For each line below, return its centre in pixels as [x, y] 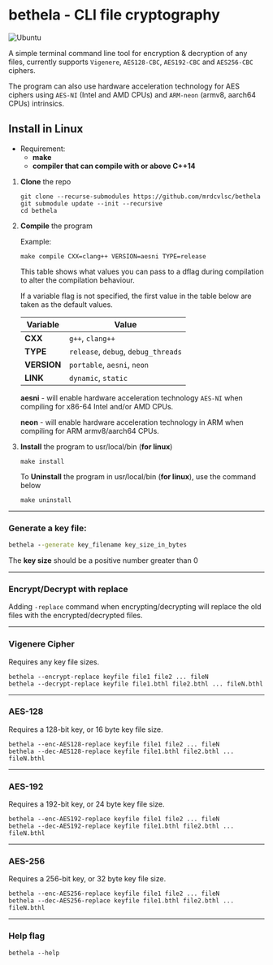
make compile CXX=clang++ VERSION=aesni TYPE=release [113, 256]
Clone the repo [45, 181]
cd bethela [39, 210]
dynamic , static [98, 378]
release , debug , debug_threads [126, 351]
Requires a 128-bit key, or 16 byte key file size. [86, 729]
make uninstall [46, 500]
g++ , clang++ [92, 338]
